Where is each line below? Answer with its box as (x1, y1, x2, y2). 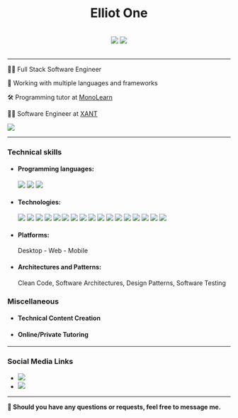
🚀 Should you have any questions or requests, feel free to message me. (7, 402, 221, 411)
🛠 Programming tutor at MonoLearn (7, 92, 113, 101)
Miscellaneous (7, 296, 59, 306)
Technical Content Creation (17, 314, 101, 323)
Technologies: (17, 198, 62, 206)
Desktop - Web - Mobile (17, 247, 89, 255)
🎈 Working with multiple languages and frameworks (7, 78, 158, 87)
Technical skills (7, 147, 62, 157)
